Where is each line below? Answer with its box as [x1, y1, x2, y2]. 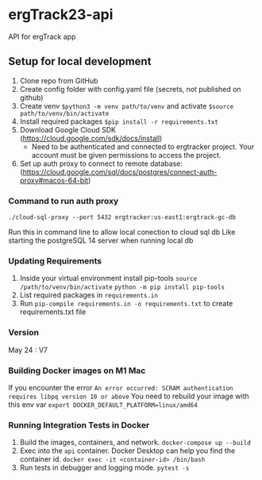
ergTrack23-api [8, 6, 114, 24]
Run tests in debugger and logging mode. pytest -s [19, 463, 190, 473]
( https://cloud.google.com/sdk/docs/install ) [19, 133, 163, 143]
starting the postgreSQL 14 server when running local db [8, 236, 194, 245]
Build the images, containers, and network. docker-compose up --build [19, 438, 252, 447]
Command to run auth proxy [8, 195, 119, 206]
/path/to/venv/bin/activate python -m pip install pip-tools [19, 283, 225, 291]
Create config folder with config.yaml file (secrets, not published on [19, 84, 241, 94]
